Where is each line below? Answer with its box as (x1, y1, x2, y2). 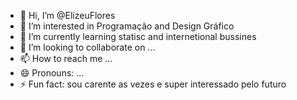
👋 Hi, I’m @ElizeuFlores (19, 10, 116, 21)
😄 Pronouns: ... (19, 67, 85, 79)
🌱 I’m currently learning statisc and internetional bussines (19, 31, 257, 42)
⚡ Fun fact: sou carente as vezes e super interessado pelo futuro (19, 78, 287, 90)
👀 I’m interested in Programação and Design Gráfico (19, 20, 235, 32)
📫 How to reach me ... (19, 53, 113, 64)
